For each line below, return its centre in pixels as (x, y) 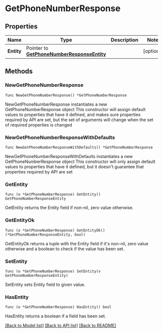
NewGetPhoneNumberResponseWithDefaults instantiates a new (69, 156)
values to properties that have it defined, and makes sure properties (73, 114)
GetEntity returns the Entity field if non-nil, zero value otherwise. (69, 208)
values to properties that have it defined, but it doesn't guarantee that (74, 166)
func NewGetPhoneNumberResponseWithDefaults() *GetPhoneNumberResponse (79, 147)
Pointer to (37, 48)
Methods (19, 71)
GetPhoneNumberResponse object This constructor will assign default (75, 109)
